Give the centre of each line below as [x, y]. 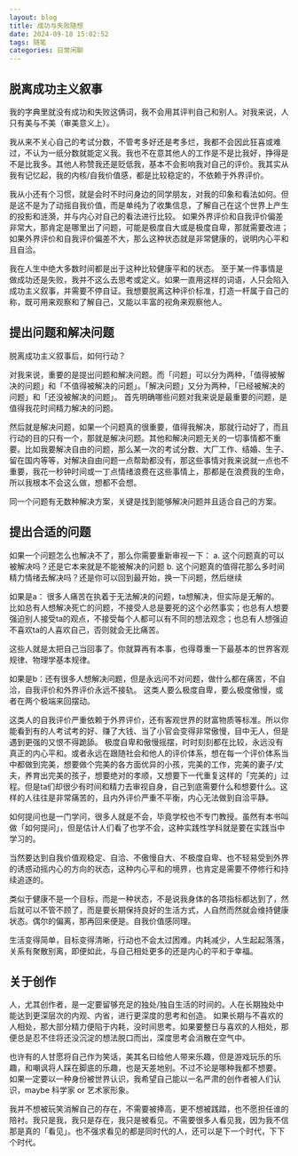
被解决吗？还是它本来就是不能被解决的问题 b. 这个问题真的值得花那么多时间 [147, 566]
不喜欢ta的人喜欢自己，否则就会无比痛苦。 [86, 630]
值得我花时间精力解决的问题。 [63, 408]
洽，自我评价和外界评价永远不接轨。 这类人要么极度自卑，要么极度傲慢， [142, 689]
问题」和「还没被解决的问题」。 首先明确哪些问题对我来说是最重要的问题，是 [148, 397]
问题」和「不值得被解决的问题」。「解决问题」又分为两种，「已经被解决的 [155, 385]
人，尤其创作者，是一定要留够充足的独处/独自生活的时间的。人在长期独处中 [147, 1005]
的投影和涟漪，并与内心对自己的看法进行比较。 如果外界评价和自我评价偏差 [146, 216]
